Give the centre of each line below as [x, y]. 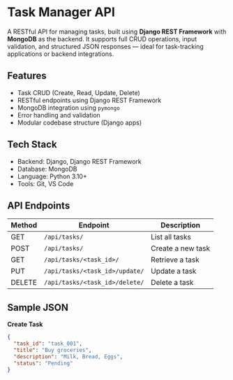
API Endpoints [39, 205]
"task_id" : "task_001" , [48, 344]
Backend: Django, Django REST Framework [79, 161]
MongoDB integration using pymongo [68, 107]
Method [24, 225]
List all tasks [171, 237]
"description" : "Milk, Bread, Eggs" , [68, 357]
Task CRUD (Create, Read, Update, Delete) [79, 92]
